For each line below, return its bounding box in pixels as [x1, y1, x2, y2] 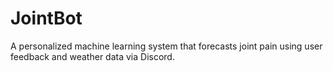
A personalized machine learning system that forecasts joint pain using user [10, 40, 323, 52]
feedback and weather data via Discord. [10, 50, 175, 62]
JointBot [10, 7, 83, 30]
